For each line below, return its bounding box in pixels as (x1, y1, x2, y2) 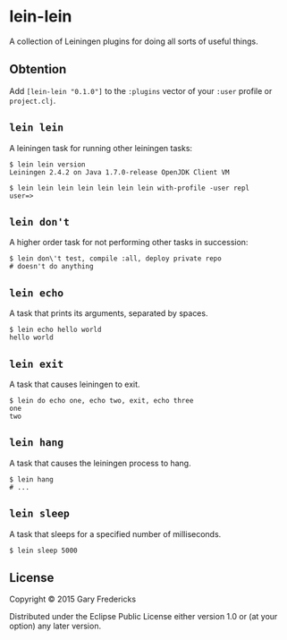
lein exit (9, 357, 64, 371)
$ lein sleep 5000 (9, 546, 78, 555)
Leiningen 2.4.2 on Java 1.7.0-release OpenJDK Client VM (9, 167, 230, 176)
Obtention (9, 62, 67, 77)
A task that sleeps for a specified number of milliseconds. (9, 528, 222, 539)
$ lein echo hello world (9, 325, 102, 335)
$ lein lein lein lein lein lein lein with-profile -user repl (9, 183, 250, 192)
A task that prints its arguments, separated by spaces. (9, 308, 208, 319)
